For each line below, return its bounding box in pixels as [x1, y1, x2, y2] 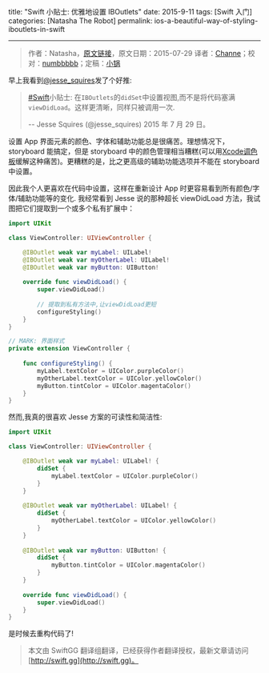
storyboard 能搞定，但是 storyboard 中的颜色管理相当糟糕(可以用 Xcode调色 [8, 146, 258, 156]
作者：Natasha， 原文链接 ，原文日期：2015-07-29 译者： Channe [27, 49, 242, 58]
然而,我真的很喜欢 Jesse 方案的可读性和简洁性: [8, 412, 163, 422]
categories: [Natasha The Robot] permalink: [8, 16, 153, 26]
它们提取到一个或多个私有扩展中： [22, 203, 134, 213]
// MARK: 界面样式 [8, 337, 65, 346]
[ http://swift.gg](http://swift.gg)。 [27, 655, 139, 666]
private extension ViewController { [8, 345, 130, 353]
